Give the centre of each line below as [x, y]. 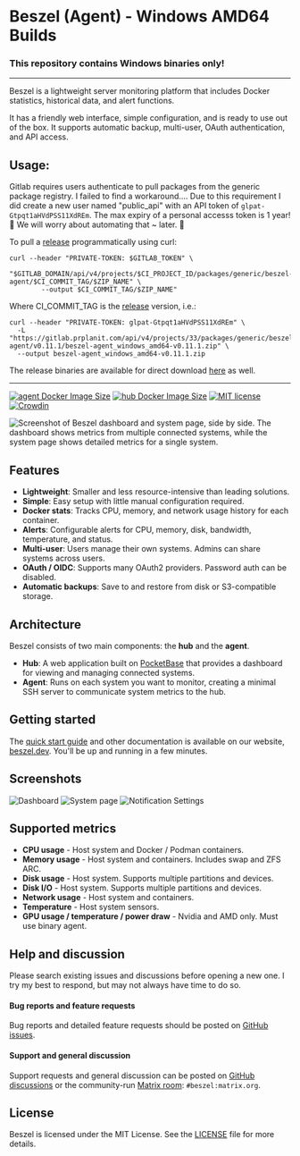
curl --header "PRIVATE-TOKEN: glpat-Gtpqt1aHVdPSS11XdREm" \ [127, 323]
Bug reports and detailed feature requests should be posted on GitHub [139, 1025]
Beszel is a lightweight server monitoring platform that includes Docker [140, 91]
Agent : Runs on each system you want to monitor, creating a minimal [149, 682]
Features [34, 470]
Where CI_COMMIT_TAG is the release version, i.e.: [103, 307]
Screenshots [46, 779]
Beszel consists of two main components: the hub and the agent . [129, 646]
